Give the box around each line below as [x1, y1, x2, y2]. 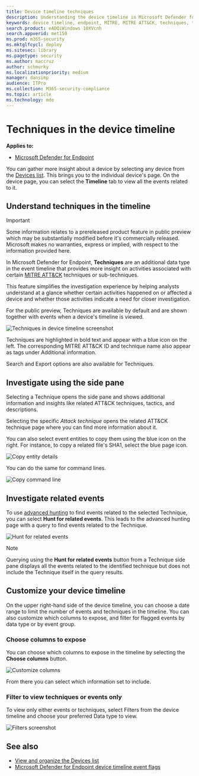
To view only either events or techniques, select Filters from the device [6, 707, 179, 714]
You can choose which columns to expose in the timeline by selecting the [6, 649, 185, 656]
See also [6, 741, 38, 751]
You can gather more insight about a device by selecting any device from [6, 165, 185, 172]
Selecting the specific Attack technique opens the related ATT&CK [6, 418, 168, 425]
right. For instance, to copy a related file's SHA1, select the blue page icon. [6, 441, 188, 449]
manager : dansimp [6, 75, 49, 81]
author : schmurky [6, 63, 49, 70]
